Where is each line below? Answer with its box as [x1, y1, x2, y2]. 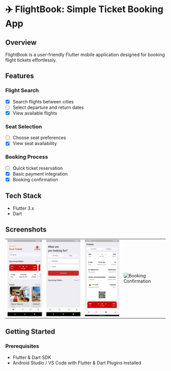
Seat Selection [5, 123, 42, 130]
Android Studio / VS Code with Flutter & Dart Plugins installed [12, 359, 141, 366]
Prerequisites [5, 343, 39, 350]
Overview [5, 38, 37, 47]
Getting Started [5, 327, 55, 336]
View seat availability [12, 140, 57, 147]
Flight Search [5, 87, 39, 94]
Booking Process [5, 153, 48, 160]
